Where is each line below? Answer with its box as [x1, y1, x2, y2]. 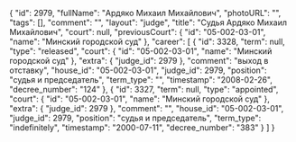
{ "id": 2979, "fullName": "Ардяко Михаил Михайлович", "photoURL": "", [9, 8, 282, 18]
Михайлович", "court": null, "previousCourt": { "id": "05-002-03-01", [9, 27, 266, 37]
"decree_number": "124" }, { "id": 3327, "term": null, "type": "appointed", [9, 84, 279, 94]
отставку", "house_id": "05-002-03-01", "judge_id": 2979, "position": [9, 65, 267, 75]
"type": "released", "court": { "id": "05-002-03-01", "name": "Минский [9, 46, 273, 57]
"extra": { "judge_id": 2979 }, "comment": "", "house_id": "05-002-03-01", [9, 103, 284, 113]
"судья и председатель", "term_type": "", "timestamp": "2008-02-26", [9, 75, 273, 84]
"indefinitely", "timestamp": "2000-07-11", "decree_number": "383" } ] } [9, 122, 275, 133]
